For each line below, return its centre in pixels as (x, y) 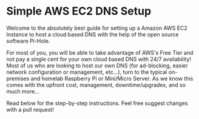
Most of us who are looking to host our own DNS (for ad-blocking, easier (97, 66)
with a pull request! (30, 109)
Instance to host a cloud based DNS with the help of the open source (93, 34)
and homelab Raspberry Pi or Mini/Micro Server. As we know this (112, 78)
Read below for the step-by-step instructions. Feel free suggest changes (97, 103)
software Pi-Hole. (28, 41)
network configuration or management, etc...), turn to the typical (87, 72)
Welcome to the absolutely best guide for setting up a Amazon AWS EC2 (97, 28)
